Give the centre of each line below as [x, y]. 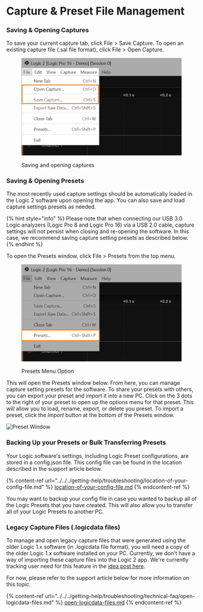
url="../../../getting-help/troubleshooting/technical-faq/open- [120, 596]
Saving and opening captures [58, 165]
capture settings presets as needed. [51, 207]
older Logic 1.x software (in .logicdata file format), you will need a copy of [98, 547]
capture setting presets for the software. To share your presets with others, [100, 390]
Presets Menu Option [48, 371]
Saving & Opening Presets [45, 181]
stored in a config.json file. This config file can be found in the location [94, 462]
